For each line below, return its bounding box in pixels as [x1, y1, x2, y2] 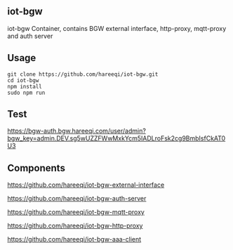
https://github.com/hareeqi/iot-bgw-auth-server [7, 195, 147, 203]
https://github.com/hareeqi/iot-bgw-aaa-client [7, 235, 142, 244]
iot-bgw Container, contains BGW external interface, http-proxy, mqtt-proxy [7, 24, 227, 32]
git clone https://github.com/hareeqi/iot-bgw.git [7, 70, 159, 78]
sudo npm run [7, 89, 46, 96]
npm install [7, 83, 42, 90]
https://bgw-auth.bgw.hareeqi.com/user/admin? [7, 126, 146, 136]
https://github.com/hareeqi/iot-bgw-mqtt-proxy [7, 208, 145, 216]
